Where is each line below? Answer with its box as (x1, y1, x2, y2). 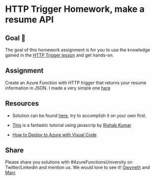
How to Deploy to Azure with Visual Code (12, 131, 97, 137)
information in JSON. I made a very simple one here (5, 85, 110, 91)
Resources (5, 99, 39, 108)
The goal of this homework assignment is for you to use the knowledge (5, 47, 150, 53)
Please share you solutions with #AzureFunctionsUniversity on (5, 159, 133, 165)
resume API (5, 14, 54, 25)
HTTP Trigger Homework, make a (5, 3, 145, 15)
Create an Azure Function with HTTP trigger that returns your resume (5, 79, 147, 85)
